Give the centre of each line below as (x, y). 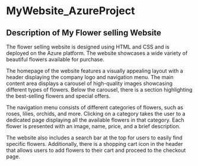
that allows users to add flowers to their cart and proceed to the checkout (96, 150)
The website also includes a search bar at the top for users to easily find (94, 138)
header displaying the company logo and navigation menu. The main (90, 77)
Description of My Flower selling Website (84, 33)
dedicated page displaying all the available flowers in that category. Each (95, 120)
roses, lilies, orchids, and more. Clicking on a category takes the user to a (96, 114)
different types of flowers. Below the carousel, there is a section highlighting (99, 89)
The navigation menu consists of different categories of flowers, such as (95, 107)
